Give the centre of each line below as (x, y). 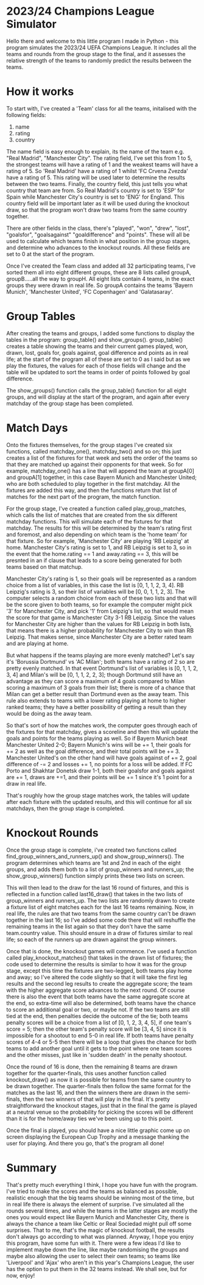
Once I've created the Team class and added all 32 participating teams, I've (101, 266)
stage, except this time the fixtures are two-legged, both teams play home (99, 970)
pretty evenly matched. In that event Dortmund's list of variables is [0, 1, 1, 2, (102, 668)
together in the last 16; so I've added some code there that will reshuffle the (101, 920)
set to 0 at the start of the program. (51, 254)
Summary (31, 1168)
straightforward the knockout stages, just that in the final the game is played (102, 1105)
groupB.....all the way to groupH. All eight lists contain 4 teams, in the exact (100, 279)
